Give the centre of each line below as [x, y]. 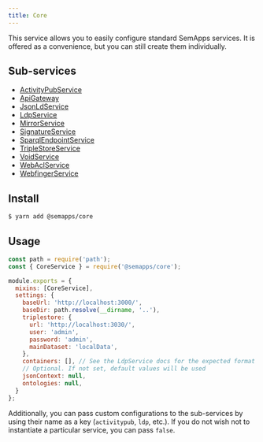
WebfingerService [49, 173]
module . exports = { [40, 280]
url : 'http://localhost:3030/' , [82, 325]
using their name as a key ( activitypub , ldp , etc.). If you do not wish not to [129, 422]
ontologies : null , [52, 383]
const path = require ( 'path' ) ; [59, 259]
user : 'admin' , [54, 332]
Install [24, 198]
